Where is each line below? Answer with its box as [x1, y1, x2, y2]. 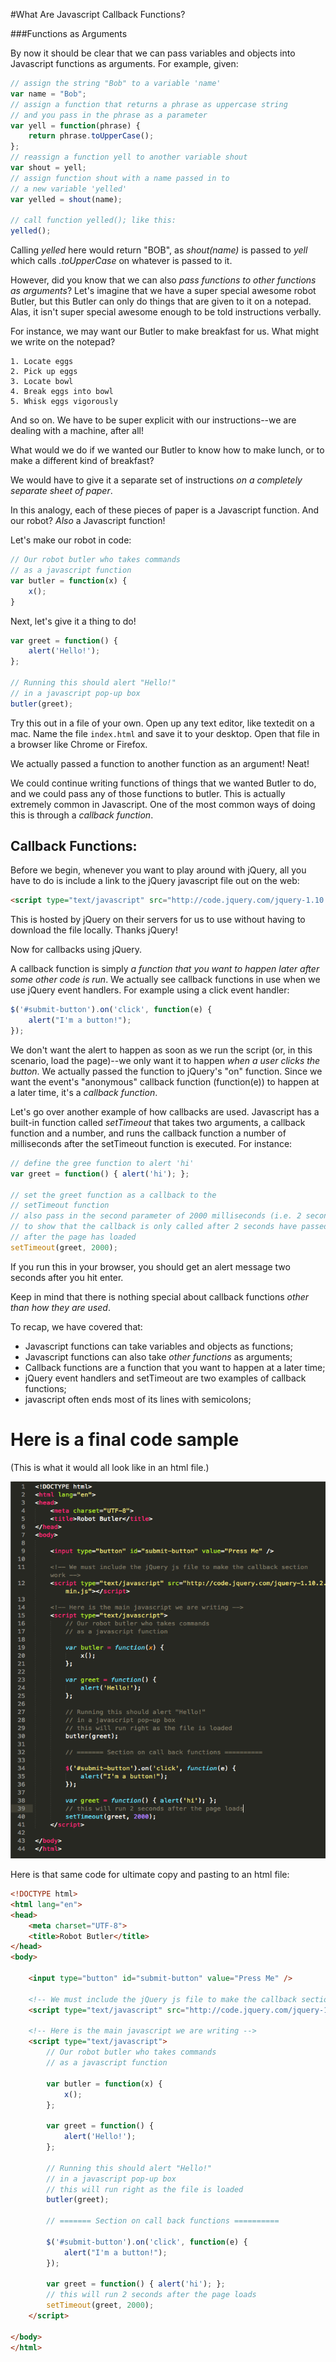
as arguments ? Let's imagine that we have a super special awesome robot [10, 285, 317, 297]
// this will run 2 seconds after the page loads [46, 2290, 257, 2300]
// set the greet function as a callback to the [10, 1190, 217, 1200]
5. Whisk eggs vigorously [10, 397, 118, 407]
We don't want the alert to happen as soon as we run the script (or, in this [10, 1044, 313, 1056]
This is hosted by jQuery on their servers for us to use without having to [10, 914, 306, 926]
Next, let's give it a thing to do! [10, 615, 137, 627]
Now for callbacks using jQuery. [10, 944, 142, 956]
